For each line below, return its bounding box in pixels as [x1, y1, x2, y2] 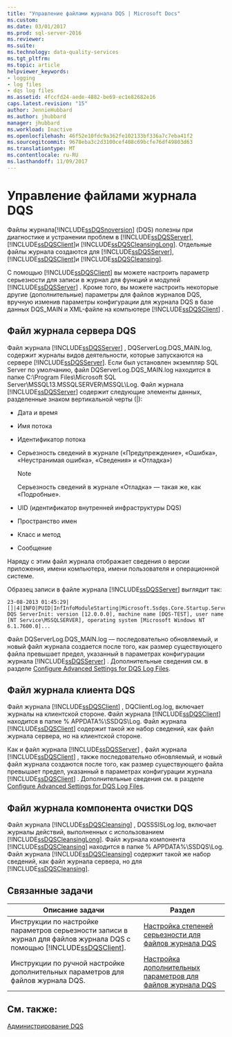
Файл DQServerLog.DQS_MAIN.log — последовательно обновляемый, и [7, 634, 218, 643]
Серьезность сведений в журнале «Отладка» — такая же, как [17, 482, 202, 491]
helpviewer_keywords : [7, 68, 70, 75]
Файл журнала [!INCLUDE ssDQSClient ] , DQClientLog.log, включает [7, 703, 204, 711]
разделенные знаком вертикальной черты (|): [7, 395, 143, 403]
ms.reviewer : [7, 36, 45, 43]
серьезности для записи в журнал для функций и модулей [7, 275, 181, 284]
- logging [7, 74, 36, 82]
